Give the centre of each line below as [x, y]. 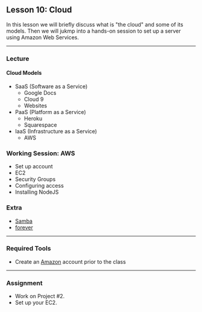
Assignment [25, 283]
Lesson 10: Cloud [39, 10]
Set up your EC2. [36, 303]
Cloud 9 [34, 99]
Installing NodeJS [37, 192]
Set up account [34, 167]
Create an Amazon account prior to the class [70, 261]
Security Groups [35, 179]
